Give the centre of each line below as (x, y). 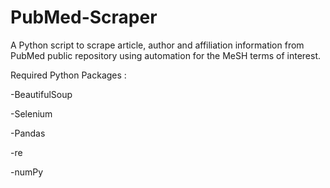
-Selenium (31, 113)
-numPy (27, 172)
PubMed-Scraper (84, 17)
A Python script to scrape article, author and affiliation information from (157, 45)
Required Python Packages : (68, 75)
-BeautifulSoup (41, 94)
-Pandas (28, 133)
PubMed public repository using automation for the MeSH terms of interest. (165, 55)
